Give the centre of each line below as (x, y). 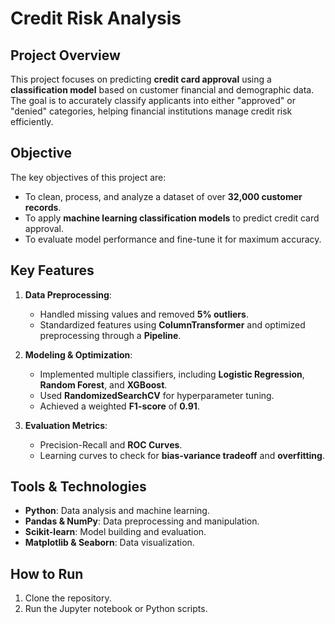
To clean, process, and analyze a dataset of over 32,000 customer (163, 196)
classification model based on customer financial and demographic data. (162, 90)
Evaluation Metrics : (66, 425)
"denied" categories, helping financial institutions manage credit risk (151, 111)
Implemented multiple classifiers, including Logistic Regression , (172, 374)
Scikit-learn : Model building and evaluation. (115, 532)
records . (43, 207)
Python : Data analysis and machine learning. (117, 511)
